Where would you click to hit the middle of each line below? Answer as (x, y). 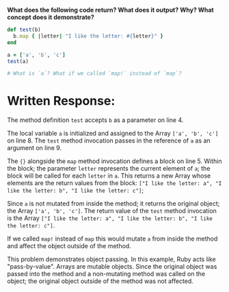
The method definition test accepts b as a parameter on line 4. (95, 120)
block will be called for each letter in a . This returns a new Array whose (109, 176)
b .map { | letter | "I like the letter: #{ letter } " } (89, 36)
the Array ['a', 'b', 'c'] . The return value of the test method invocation (112, 211)
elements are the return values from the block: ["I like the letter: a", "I (114, 183)
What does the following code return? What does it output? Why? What (110, 10)
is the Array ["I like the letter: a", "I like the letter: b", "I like (110, 218)
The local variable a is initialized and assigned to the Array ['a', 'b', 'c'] (113, 134)
